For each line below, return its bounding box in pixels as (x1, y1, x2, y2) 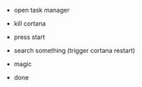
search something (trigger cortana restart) (13, 47, 136, 54)
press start (13, 33, 45, 41)
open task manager (13, 6, 70, 14)
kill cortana (13, 19, 47, 27)
